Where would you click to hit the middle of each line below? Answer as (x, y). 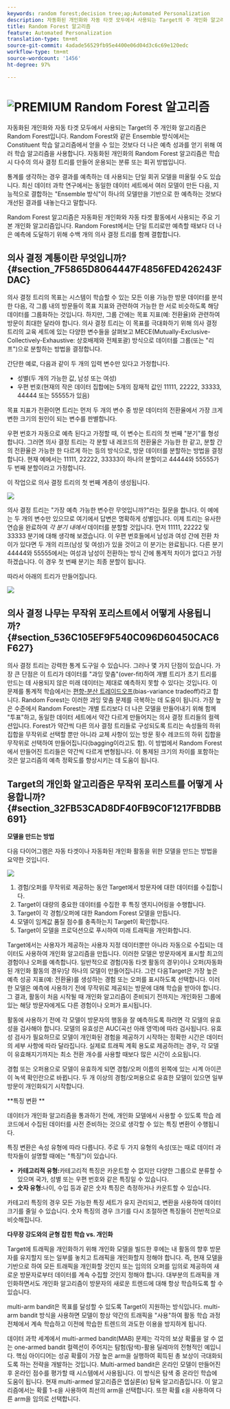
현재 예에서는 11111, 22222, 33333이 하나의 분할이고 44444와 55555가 (123, 460)
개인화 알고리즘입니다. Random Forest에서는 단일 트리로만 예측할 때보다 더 (114, 225)
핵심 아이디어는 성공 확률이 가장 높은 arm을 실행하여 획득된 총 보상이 (107, 1356)
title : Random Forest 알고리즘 (49, 26)
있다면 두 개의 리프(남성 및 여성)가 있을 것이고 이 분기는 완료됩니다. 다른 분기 (122, 544)
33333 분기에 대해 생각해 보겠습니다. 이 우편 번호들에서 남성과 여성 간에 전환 (110, 536)
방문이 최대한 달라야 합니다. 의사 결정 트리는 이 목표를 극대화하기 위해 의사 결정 (112, 323)
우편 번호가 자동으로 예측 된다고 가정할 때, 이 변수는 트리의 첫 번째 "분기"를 (107, 433)
